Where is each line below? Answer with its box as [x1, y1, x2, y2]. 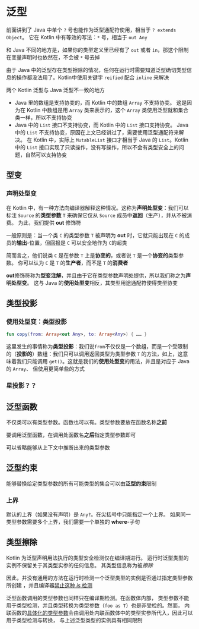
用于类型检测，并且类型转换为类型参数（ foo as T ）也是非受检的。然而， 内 [6, 602, 190, 609]
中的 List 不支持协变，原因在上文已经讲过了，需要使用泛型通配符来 [14, 128, 179, 136]
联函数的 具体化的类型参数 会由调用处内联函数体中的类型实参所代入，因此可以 [6, 609, 193, 616]
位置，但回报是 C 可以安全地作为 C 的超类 [29, 239, 127, 246]
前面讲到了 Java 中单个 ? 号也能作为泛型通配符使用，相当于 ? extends [6, 26, 176, 33]
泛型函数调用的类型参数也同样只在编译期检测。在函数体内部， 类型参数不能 [6, 594, 190, 601]
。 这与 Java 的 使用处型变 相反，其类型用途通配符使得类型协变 [27, 279, 178, 286]
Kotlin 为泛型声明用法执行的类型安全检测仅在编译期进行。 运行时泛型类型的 [6, 554, 189, 561]
